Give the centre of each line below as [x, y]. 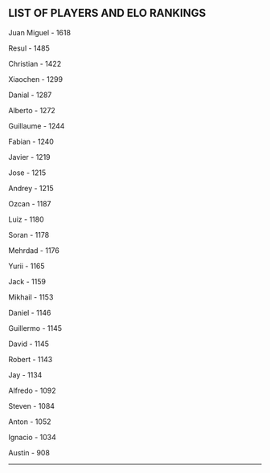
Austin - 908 [29, 452]
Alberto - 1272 [32, 110]
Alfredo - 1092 [32, 390]
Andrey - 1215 [31, 188]
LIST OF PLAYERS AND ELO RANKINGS [107, 13]
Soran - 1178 [29, 234]
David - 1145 [29, 344]
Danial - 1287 [30, 95]
